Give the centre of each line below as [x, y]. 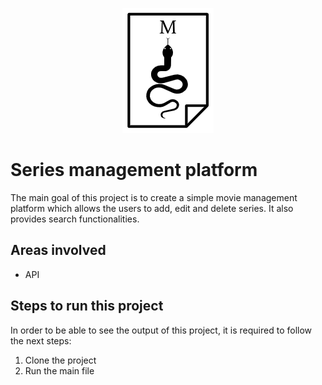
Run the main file [59, 370]
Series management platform [134, 170]
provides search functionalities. [75, 219]
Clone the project [60, 360]
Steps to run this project [87, 306]
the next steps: [41, 340]
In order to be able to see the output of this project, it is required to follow [161, 330]
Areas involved [58, 250]
